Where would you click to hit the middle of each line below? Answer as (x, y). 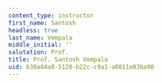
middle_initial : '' (40, 45)
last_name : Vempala (40, 38)
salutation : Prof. (39, 52)
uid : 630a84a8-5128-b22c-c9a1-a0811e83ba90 (81, 67)
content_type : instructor (51, 15)
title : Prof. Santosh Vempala (58, 60)
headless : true (33, 30)
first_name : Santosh (42, 23)
